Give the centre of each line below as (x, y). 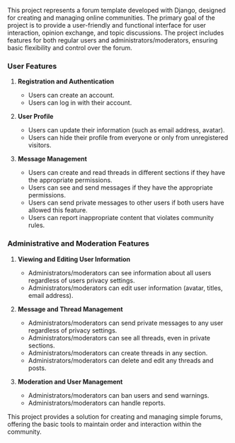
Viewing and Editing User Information (74, 259)
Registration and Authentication (66, 81)
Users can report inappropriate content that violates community (121, 218)
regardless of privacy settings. (73, 330)
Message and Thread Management (70, 309)
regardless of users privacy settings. (82, 280)
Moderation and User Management (70, 381)
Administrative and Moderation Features (79, 243)
